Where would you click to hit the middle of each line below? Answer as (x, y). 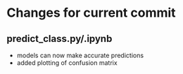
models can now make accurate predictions (80, 55)
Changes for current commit (91, 13)
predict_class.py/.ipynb (59, 39)
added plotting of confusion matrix (67, 63)
